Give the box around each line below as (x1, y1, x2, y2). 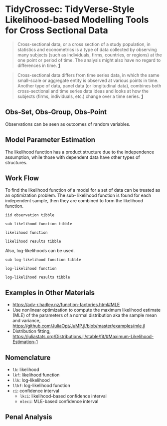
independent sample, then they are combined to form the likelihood (5, 198, 144, 204)
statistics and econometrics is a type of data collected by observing (17, 46, 157, 52)
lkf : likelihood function (12, 372, 60, 378)
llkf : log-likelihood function (12, 383, 71, 388)
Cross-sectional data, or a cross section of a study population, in (17, 41, 151, 47)
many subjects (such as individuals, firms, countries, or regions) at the (17, 51, 162, 58)
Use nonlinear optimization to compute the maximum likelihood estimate (12, 307, 161, 313)
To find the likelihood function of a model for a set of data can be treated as (5, 187, 161, 193)
